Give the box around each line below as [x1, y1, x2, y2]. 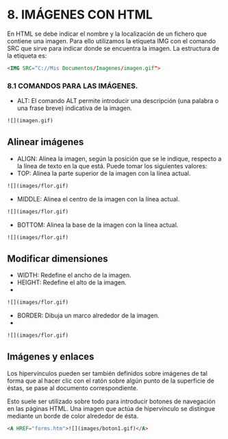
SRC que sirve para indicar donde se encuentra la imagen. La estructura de [7, 44, 220, 52]
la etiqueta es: [7, 52, 47, 60]
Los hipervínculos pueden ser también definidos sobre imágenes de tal [7, 369, 207, 377]
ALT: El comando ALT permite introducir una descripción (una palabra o [16, 97, 219, 105]
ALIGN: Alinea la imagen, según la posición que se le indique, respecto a [16, 155, 222, 163]
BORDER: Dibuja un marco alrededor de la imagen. [16, 311, 160, 319]
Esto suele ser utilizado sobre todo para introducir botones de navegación [7, 397, 216, 405]
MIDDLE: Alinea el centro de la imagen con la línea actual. [16, 194, 180, 203]
